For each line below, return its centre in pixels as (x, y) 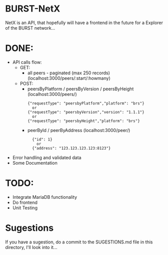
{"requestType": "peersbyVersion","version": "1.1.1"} (86, 112)
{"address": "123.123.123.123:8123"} (71, 148)
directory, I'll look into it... (31, 247)
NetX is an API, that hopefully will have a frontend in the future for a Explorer (84, 23)
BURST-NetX (33, 9)
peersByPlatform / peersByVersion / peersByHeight (80, 89)
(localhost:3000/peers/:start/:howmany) (69, 78)
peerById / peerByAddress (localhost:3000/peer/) (79, 130)
